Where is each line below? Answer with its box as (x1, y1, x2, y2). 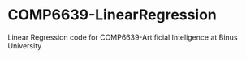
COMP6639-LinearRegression (7, 6, 217, 24)
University (7, 40, 42, 50)
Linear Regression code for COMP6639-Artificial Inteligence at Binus (7, 32, 238, 42)
